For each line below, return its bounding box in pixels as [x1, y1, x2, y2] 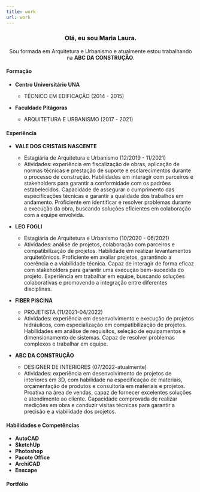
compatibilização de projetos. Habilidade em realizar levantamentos [23, 247, 192, 255]
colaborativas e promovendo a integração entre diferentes [23, 279, 168, 286]
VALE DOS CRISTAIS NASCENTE [14, 143, 97, 150]
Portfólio [6, 481, 29, 487]
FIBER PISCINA [14, 297, 53, 304]
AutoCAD [14, 435, 40, 442]
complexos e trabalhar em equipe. [23, 340, 108, 347]
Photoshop [14, 448, 43, 455]
